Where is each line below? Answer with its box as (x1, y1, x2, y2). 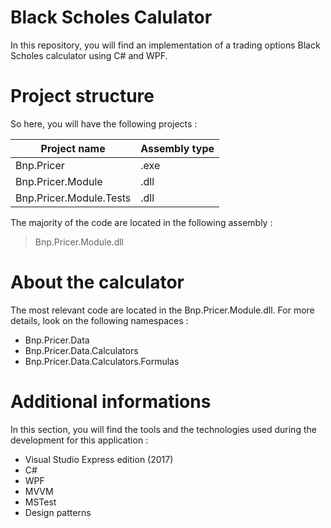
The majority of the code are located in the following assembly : (10, 216, 273, 228)
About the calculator (10, 271, 185, 294)
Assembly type (140, 141, 215, 155)
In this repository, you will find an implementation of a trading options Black (10, 39, 321, 51)
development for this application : (10, 434, 149, 446)
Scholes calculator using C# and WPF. (10, 49, 168, 61)
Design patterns (24, 506, 92, 518)
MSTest (24, 496, 57, 508)
